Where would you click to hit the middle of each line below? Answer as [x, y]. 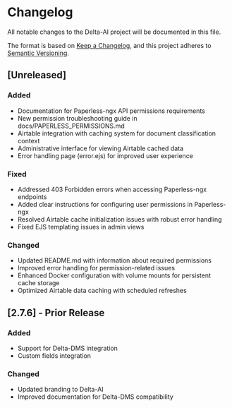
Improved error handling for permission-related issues [96, 268]
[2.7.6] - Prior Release [56, 312]
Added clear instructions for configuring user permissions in [105, 204]
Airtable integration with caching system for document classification [117, 133]
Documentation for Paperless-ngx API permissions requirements [111, 111]
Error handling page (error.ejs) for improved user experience [105, 155]
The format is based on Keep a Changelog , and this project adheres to [109, 45]
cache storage [38, 283]
